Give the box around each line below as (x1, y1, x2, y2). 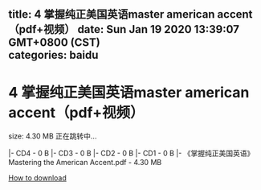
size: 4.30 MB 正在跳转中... (8, 131, 97, 141)
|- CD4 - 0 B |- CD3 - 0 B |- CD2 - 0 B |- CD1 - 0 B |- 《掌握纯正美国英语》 (8, 148, 255, 159)
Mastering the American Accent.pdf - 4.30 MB (8, 158, 162, 167)
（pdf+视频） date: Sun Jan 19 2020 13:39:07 (8, 23, 239, 36)
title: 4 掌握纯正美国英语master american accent (8, 7, 253, 22)
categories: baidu (8, 48, 99, 62)
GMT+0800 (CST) (8, 35, 100, 50)
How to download (8, 173, 67, 183)
